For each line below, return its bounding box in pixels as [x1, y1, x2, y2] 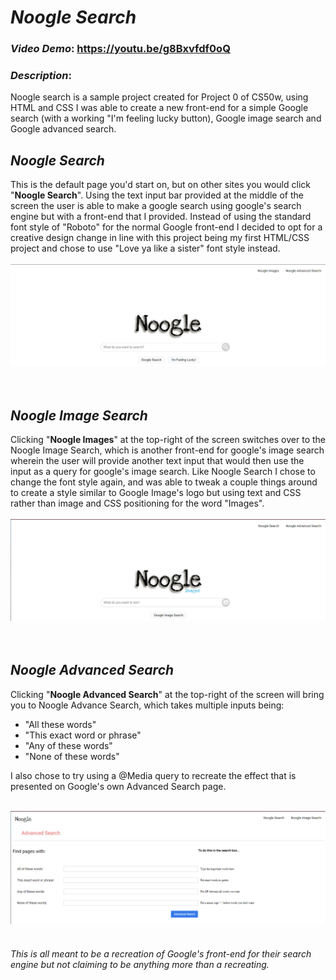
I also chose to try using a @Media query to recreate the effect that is [10, 769, 297, 781]
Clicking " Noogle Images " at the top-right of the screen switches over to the [10, 433, 326, 445]
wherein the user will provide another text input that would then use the [10, 454, 305, 466]
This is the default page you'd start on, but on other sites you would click [10, 179, 311, 191]
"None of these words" [24, 750, 120, 762]
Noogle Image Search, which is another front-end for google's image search [10, 444, 325, 456]
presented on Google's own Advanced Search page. [10, 780, 227, 792]
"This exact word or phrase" [24, 729, 142, 741]
